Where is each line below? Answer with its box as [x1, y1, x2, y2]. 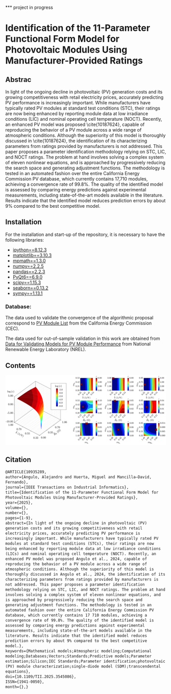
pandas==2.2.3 [12, 268, 45, 274]
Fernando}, [5, 480, 29, 485]
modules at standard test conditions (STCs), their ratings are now [5, 541, 154, 547]
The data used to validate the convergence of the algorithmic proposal [5, 315, 154, 321]
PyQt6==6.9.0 [12, 274, 43, 280]
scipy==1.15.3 [12, 279, 41, 286]
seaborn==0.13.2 [12, 285, 48, 291]
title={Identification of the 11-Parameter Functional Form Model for [5, 490, 159, 495]
